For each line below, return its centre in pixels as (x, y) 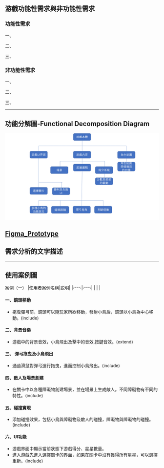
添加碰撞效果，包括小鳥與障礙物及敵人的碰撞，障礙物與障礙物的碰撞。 (83, 420)
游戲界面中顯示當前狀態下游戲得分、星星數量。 (59, 448)
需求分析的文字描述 (34, 251)
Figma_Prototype (32, 234)
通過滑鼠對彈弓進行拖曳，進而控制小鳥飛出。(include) (66, 365)
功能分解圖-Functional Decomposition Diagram (77, 124)
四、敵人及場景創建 (24, 378)
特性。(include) (28, 396)
